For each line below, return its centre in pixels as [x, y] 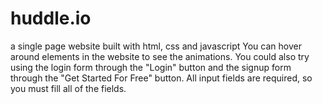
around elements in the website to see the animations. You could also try [160, 56]
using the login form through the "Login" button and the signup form [151, 67]
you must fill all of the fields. [68, 88]
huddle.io [51, 18]
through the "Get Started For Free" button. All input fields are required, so [161, 78]
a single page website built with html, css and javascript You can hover [156, 46]
